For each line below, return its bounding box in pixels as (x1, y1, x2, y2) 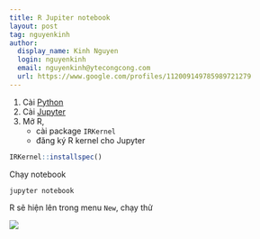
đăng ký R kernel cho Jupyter (35, 134, 146, 145)
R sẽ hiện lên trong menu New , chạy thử (9, 202, 153, 213)
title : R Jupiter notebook (9, 13, 111, 23)
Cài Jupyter (22, 106, 66, 117)
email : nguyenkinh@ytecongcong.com (17, 64, 151, 73)
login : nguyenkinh (17, 55, 87, 64)
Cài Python (22, 97, 64, 107)
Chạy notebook (9, 169, 67, 179)
